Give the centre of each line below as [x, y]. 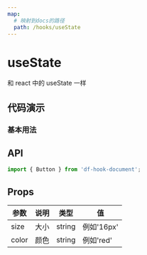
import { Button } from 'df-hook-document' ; [74, 170]
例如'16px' [100, 227]
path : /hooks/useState [47, 27]
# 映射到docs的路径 [39, 21]
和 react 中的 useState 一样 [47, 83]
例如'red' [97, 241]
